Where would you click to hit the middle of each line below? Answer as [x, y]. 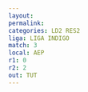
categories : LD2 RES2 [44, 30]
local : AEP [26, 53]
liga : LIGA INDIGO [39, 38]
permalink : [26, 23]
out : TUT [23, 75]
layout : [21, 16]
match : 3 [23, 46]
